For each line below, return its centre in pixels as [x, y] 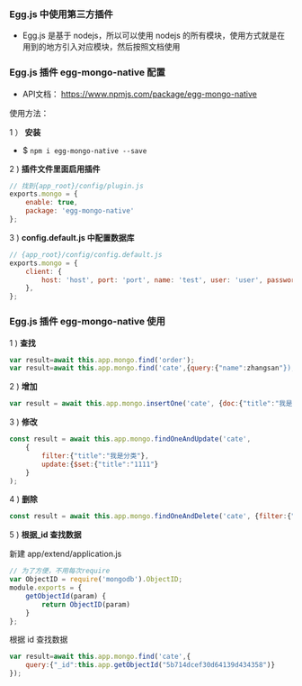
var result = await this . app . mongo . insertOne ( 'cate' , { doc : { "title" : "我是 [151, 404]
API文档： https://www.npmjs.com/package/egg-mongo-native [140, 94]
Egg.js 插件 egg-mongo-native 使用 [88, 322]
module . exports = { [46, 588]
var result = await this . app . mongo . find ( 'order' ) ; [102, 360]
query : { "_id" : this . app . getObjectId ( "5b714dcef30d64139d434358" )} [151, 665]
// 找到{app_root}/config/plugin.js [76, 186]
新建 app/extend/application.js [66, 554]
